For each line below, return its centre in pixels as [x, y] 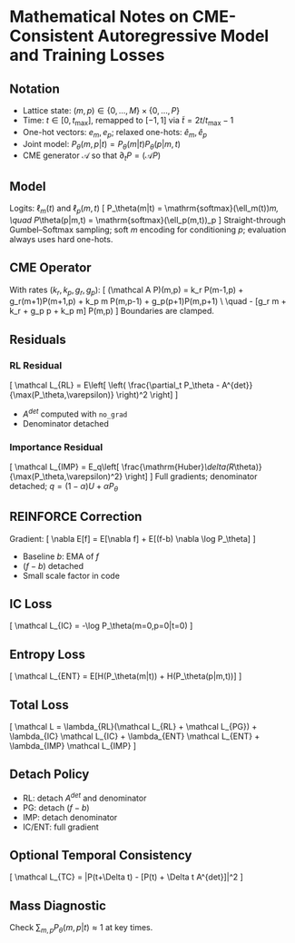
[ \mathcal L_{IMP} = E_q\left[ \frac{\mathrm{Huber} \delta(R [122, 467]
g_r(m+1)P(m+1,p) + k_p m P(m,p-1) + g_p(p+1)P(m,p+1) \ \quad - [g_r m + [148, 301]
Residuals [38, 339]
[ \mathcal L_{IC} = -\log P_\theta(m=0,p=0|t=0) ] [101, 626]
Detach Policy [49, 775]
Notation [35, 88]
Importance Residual [56, 447]
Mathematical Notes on [99, 17]
